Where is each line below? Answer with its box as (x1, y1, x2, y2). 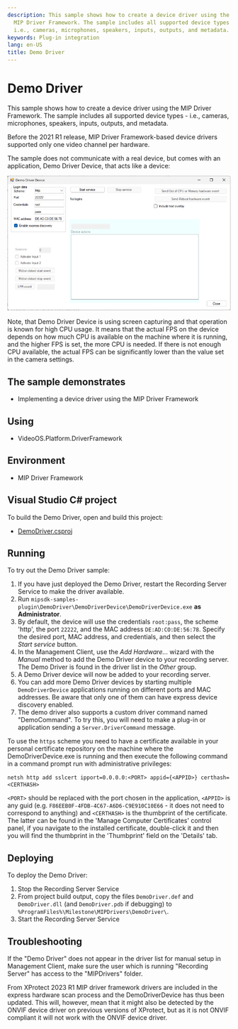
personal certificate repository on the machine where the (7, 744, 174, 753)
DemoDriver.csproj (17, 526, 73, 535)
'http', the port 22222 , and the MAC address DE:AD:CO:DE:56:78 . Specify (17, 625, 225, 633)
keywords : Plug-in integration (7, 34, 100, 41)
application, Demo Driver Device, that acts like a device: (7, 161, 171, 170)
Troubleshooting (7, 935, 83, 947)
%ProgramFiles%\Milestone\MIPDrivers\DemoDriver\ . (17, 908, 169, 916)
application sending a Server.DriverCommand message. (17, 723, 176, 731)
